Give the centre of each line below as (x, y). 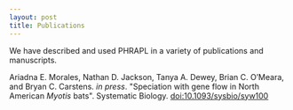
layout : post (33, 17)
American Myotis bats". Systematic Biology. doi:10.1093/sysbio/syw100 (139, 95)
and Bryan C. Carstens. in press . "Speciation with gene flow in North (135, 86)
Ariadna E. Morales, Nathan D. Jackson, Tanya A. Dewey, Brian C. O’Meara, (146, 77)
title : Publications (48, 26)
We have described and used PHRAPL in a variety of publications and (136, 50)
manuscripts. (33, 60)
